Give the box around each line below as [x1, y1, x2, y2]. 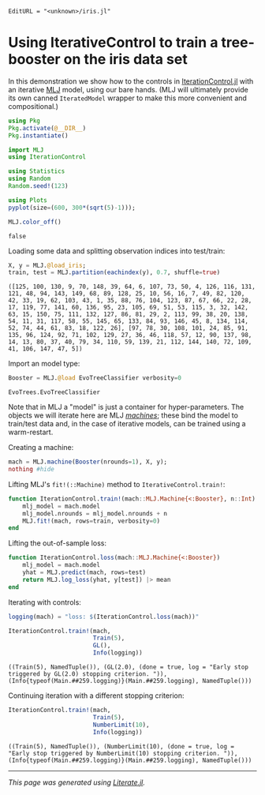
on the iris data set [63, 51, 188, 69]
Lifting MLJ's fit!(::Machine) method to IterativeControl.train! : [8, 479, 226, 489]
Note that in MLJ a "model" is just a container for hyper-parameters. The [8, 403, 244, 412]
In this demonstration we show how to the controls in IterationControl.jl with [8, 76, 254, 86]
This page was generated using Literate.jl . [8, 778, 146, 787]
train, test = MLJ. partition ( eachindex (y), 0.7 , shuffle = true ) [8, 268, 221, 276]
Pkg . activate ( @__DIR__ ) [8, 124, 87, 132]
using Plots [8, 196, 47, 204]
